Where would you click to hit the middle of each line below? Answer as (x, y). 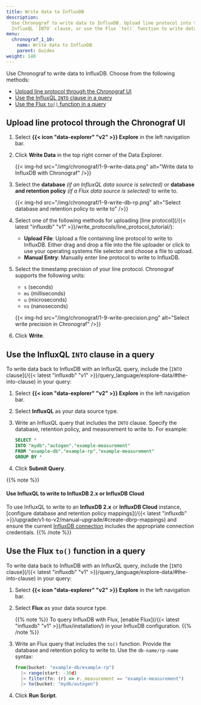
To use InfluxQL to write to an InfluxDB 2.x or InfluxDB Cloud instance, (94, 507)
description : (22, 17)
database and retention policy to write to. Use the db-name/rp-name (97, 650)
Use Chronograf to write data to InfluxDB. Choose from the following (91, 73)
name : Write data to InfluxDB (55, 45)
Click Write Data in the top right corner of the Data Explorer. (89, 155)
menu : (13, 34)
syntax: (24, 657)
